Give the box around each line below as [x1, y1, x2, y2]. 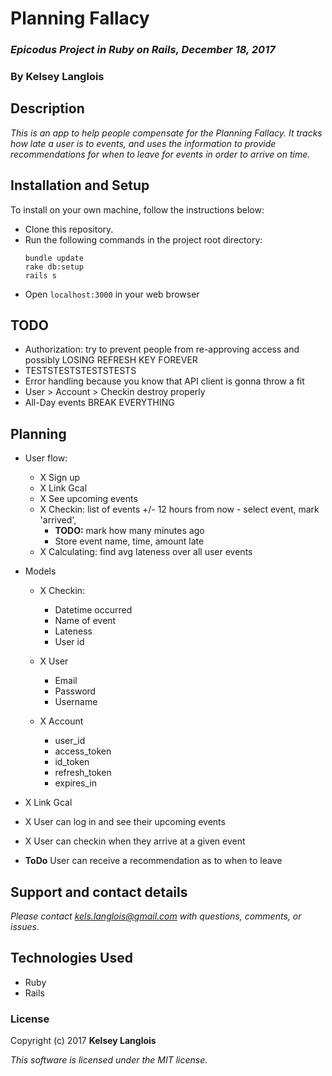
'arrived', [39, 514, 77, 526]
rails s [24, 270, 57, 281]
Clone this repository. [24, 223, 114, 235]
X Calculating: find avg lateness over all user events [39, 546, 253, 558]
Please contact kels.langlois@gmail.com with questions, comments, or [10, 910, 302, 922]
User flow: [24, 452, 68, 464]
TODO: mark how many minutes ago [54, 525, 205, 537]
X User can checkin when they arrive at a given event [24, 835, 246, 847]
